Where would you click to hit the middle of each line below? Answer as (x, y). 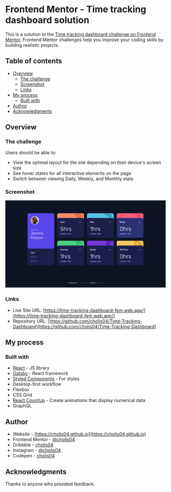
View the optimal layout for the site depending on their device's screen (87, 163)
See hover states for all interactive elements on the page (72, 173)
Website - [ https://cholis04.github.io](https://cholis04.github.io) (79, 434)
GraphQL (22, 406)
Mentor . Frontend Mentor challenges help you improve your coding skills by (84, 40)
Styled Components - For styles (46, 379)
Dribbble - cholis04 (33, 445)
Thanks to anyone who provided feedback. (50, 484)
